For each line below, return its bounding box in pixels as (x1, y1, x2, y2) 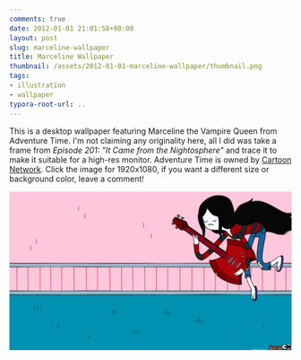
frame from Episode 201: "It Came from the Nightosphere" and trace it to (9, 145, 278, 155)
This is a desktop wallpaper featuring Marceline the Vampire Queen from (9, 126, 278, 136)
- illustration (9, 81, 66, 90)
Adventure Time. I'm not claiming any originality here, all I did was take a (9, 135, 277, 145)
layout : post (9, 33, 58, 42)
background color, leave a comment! (9, 173, 145, 184)
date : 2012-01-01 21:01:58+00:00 (9, 23, 134, 33)
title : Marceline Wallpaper (9, 52, 115, 62)
